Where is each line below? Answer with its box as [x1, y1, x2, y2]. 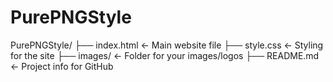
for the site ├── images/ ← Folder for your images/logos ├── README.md [10, 49, 320, 61]
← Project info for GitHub [10, 60, 114, 72]
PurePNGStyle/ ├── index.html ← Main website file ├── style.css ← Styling [10, 39, 324, 51]
